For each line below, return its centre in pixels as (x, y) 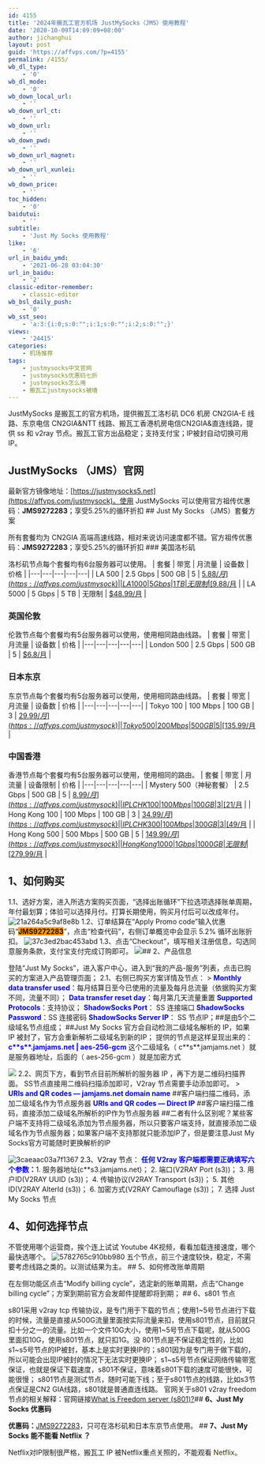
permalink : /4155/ (38, 60)
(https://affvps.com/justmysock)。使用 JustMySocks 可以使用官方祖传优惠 (129, 501)
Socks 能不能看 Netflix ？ (49, 1436)
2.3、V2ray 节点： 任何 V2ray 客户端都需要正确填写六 (167, 1159)
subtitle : (24, 229)
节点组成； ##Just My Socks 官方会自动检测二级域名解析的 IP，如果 (139, 1027)
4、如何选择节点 (48, 1227)
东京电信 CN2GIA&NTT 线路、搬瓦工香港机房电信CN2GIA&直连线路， (134, 423)
